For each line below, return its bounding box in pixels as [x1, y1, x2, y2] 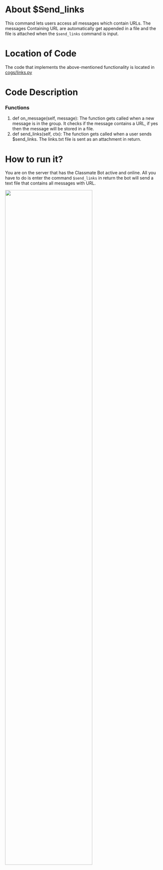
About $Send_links [5, 4, 84, 15]
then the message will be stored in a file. [12, 126, 94, 132]
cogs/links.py [5, 69, 32, 75]
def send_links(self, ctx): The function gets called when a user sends [12, 131, 152, 137]
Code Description [5, 87, 79, 98]
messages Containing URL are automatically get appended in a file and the [5, 25, 156, 31]
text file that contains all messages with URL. [5, 180, 96, 186]
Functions [5, 104, 29, 111]
